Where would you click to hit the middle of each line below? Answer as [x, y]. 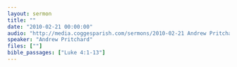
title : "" [22, 20]
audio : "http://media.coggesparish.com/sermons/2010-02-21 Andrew [107, 33]
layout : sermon [30, 14]
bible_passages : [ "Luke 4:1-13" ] [56, 53]
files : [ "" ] [25, 46]
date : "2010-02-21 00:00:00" [50, 27]
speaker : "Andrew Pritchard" [50, 40]
